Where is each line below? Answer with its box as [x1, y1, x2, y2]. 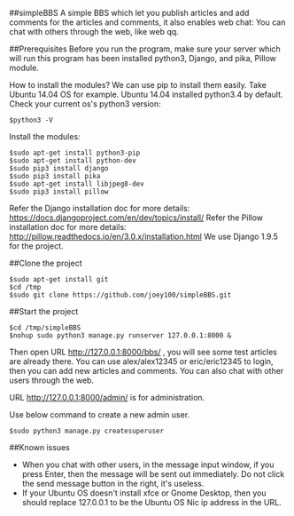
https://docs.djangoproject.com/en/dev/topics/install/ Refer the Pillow [9, 212, 264, 223]
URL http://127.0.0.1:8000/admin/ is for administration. [9, 393, 205, 402]
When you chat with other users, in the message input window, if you [21, 459, 275, 470]
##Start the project [9, 306, 79, 316]
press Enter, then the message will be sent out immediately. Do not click [21, 469, 285, 479]
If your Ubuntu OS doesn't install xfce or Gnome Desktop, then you [21, 488, 267, 498]
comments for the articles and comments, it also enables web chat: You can [9, 17, 286, 28]
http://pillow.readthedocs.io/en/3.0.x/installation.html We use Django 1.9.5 [9, 231, 279, 242]
